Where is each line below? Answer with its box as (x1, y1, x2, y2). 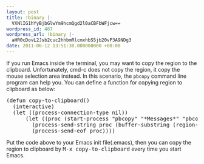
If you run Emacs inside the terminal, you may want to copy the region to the (6, 59, 197, 67)
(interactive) (12, 103, 55, 110)
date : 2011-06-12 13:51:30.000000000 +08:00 (6, 43, 121, 49)
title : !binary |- (6, 15, 53, 21)
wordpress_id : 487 (6, 26, 53, 32)
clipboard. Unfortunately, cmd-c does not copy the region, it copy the (6, 66, 180, 73)
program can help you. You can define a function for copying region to (6, 78, 183, 86)
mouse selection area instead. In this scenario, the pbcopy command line (6, 72, 187, 80)
